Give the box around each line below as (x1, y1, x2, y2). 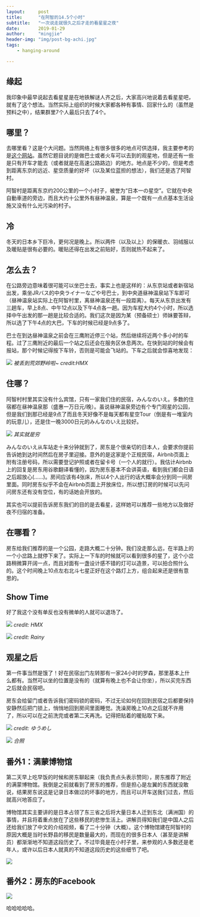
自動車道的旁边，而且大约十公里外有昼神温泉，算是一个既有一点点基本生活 (6, 195, 189, 202)
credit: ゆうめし (13, 725, 52, 732)
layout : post (6, 8, 49, 15)
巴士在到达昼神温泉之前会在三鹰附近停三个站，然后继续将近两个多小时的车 (6, 332, 189, 339)
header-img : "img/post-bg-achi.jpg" (6, 36, 97, 42)
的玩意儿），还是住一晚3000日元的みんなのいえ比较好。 (6, 418, 142, 425)
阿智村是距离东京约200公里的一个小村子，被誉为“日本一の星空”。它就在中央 (6, 187, 193, 194)
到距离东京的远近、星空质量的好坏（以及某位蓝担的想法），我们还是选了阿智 (6, 167, 192, 174)
